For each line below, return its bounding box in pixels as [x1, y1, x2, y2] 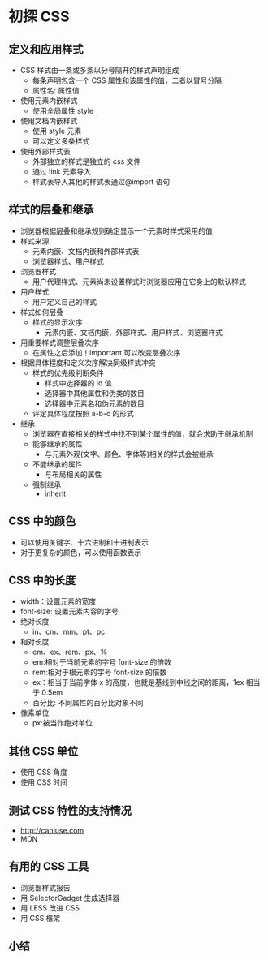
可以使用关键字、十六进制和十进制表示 [19, 537, 149, 547]
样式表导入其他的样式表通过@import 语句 [32, 177, 171, 187]
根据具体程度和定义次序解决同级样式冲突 [19, 358, 156, 368]
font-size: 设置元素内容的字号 [19, 606, 119, 617]
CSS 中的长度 [8, 574, 76, 588]
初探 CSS [8, 7, 71, 26]
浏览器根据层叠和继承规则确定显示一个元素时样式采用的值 [19, 226, 213, 235]
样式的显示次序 [32, 317, 83, 327]
